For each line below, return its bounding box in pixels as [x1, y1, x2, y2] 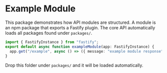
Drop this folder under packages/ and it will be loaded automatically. [5, 63, 144, 69]
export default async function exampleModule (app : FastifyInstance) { [5, 44, 155, 49]
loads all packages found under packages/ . [5, 30, 92, 36]
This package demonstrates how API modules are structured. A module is [5, 19, 156, 25]
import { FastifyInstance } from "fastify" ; [5, 39, 99, 45]
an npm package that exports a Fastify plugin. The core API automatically [5, 24, 156, 30]
